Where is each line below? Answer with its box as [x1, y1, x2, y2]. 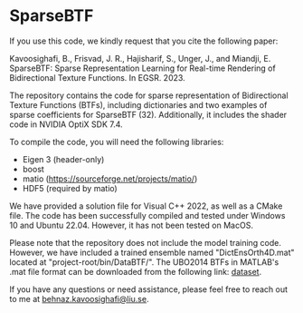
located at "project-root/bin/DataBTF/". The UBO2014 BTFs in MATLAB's [9, 256, 279, 268]
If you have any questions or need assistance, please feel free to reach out [9, 283, 288, 295]
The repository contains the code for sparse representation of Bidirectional [9, 90, 289, 101]
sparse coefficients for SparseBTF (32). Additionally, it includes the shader [9, 109, 288, 120]
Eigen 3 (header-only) [22, 153, 105, 164]
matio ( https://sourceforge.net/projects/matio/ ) [22, 173, 198, 184]
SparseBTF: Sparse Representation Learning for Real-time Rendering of [9, 63, 276, 73]
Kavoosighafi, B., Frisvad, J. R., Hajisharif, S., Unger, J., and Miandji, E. [9, 53, 271, 64]
